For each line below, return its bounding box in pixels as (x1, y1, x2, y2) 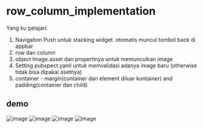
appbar (15, 42, 33, 50)
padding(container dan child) (15, 81, 88, 89)
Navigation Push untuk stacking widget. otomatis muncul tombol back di (15, 36, 196, 43)
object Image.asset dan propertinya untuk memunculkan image (15, 55, 173, 62)
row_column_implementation (6, 4, 156, 18)
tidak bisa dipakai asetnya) (15, 68, 82, 75)
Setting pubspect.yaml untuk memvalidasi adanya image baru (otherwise (15, 62, 198, 69)
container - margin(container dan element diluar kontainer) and (15, 75, 173, 82)
